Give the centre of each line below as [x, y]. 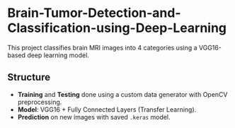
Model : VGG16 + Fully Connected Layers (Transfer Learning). [107, 109]
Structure [29, 77]
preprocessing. [40, 102]
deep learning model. [58, 55]
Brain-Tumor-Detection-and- [94, 13]
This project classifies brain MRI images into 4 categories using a [102, 47]
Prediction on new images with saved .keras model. [94, 117]
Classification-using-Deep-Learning [117, 28]
